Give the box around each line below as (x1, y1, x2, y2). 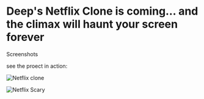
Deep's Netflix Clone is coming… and (6, 4, 199, 18)
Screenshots (6, 50, 38, 57)
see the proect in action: (6, 62, 68, 70)
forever (6, 31, 45, 44)
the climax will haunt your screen (6, 17, 178, 31)
